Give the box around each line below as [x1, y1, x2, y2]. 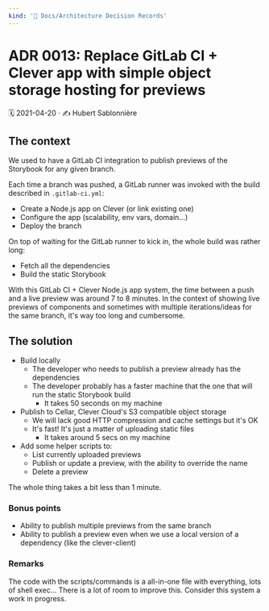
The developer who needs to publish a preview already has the [31, 364, 242, 374]
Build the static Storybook [19, 269, 106, 279]
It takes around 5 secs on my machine [43, 433, 171, 443]
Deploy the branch [19, 221, 82, 231]
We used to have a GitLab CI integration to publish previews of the [8, 156, 228, 165]
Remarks [8, 558, 44, 569]
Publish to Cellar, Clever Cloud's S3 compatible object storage [19, 407, 227, 417]
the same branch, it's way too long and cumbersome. [8, 311, 185, 321]
